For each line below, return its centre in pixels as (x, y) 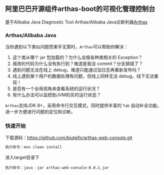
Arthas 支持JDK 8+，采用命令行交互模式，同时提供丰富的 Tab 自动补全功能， (83, 105)
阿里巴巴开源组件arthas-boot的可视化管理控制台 (80, 9)
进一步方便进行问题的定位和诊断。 (40, 112)
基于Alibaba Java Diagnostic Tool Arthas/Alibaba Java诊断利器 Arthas (76, 22)
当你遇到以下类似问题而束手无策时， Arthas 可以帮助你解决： (67, 47)
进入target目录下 (22, 157)
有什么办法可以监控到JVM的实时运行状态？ (57, 95)
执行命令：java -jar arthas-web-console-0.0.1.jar (57, 168)
